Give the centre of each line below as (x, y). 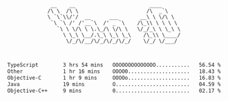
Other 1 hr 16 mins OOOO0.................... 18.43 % (114, 71)
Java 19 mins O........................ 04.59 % (114, 84)
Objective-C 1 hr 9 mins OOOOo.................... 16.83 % (114, 78)
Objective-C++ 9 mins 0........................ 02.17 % (114, 91)
